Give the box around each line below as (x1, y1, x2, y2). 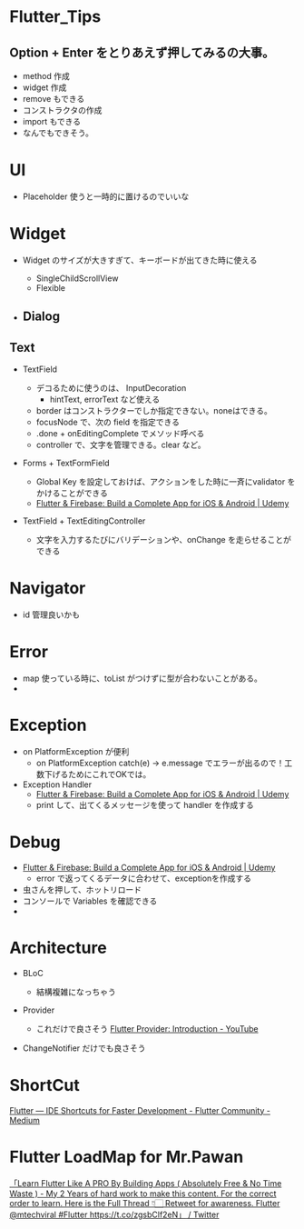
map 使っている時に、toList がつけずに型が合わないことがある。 (22, 673, 263, 684)
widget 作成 (22, 82, 67, 93)
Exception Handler (22, 779, 93, 790)
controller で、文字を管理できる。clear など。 (35, 439, 206, 451)
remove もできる (22, 94, 85, 104)
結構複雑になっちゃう (35, 986, 116, 997)
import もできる (22, 116, 82, 126)
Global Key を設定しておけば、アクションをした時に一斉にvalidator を (35, 476, 296, 487)
